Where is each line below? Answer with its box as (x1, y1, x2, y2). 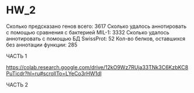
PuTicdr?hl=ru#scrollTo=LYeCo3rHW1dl (6, 70, 102, 77)
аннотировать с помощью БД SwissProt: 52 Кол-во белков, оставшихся (6, 35, 186, 42)
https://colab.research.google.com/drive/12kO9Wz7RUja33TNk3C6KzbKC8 (6, 63, 189, 70)
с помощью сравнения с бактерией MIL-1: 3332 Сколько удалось (6, 28, 169, 35)
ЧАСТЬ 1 (6, 52, 27, 59)
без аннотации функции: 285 (6, 41, 78, 48)
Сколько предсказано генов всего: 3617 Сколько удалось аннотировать (6, 23, 187, 30)
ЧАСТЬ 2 (6, 81, 28, 88)
